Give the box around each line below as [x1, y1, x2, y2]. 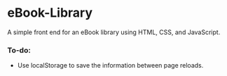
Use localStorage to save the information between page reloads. [17, 61, 204, 70]
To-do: [7, 45, 32, 55]
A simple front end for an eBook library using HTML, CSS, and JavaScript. [7, 28, 221, 36]
